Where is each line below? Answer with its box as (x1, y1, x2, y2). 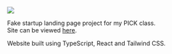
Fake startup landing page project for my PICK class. (7, 19, 156, 27)
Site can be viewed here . (7, 26, 77, 34)
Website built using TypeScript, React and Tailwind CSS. (7, 39, 166, 47)
